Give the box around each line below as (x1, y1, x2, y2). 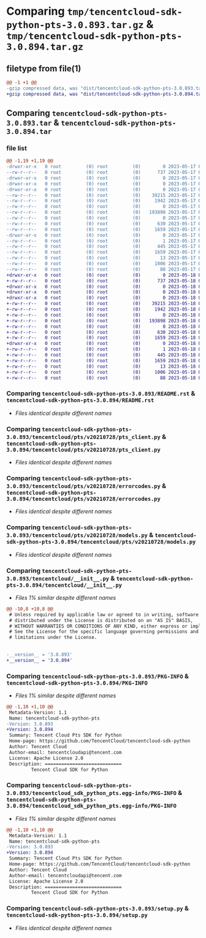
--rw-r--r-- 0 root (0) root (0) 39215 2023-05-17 (6, 192, 196, 198)
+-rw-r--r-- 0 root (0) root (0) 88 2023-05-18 (6, 374, 196, 381)
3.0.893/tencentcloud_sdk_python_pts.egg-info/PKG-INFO (6, 790, 177, 797)
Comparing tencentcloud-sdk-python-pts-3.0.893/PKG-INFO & (6, 672, 189, 680)
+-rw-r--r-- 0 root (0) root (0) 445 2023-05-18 (6, 352, 196, 359)
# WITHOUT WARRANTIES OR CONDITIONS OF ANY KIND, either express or (9, 623, 188, 629)
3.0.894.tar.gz (6, 41, 84, 53)
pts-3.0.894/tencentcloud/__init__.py (6, 581, 123, 589)
